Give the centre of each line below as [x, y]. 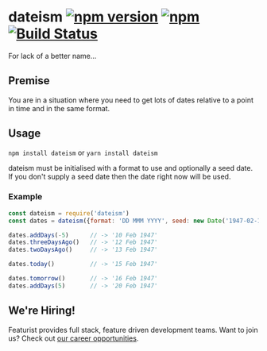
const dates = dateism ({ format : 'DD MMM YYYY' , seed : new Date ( [117, 221]
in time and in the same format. [59, 108]
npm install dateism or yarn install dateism [83, 152]
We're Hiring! [42, 311]
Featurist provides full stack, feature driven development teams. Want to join [133, 330]
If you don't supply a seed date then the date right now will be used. [120, 176]
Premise [29, 81]
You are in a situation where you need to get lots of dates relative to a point [131, 100]
